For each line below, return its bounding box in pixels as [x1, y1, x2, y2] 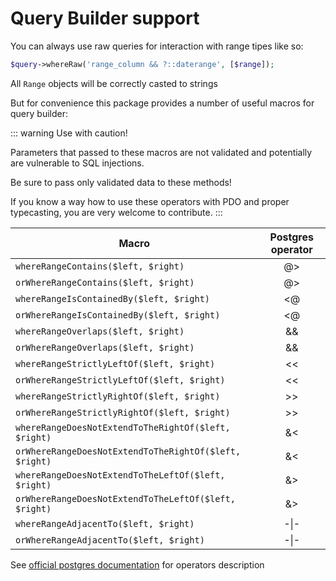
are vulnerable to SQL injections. [10, 157, 145, 169]
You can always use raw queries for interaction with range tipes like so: [10, 40, 304, 52]
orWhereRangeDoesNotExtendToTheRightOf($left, [15, 445, 242, 457]
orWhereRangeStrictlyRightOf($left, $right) [15, 407, 231, 418]
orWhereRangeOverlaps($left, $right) [15, 342, 195, 353]
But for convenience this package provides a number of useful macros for [10, 97, 315, 109]
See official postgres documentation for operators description [10, 558, 265, 571]
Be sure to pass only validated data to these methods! [10, 176, 232, 188]
